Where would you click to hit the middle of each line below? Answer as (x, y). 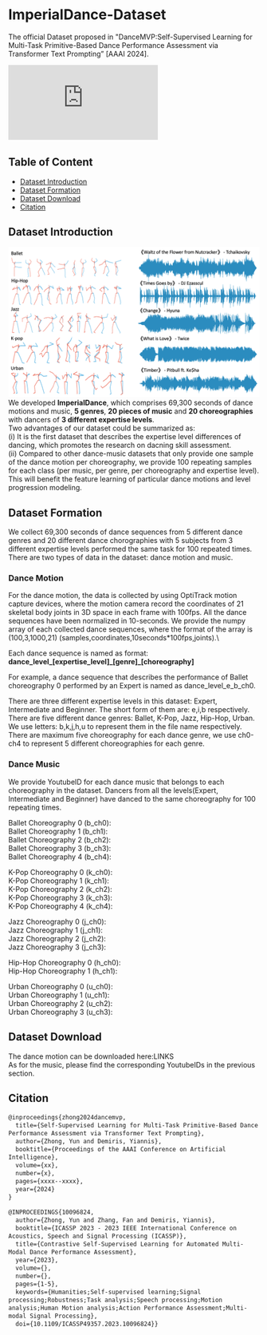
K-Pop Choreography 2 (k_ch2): (61, 889)
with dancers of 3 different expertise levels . (81, 420)
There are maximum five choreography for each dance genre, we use (122, 735)
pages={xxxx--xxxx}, (49, 1182)
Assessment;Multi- (217, 1308)
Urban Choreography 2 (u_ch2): (61, 1003)
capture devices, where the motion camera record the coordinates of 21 (126, 604)
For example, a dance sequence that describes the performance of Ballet (128, 677)
